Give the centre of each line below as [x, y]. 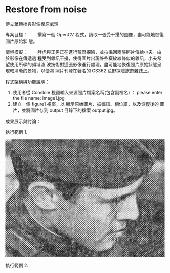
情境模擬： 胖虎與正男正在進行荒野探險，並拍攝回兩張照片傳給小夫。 [81, 52]
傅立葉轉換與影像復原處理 [32, 24]
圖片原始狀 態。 [22, 41]
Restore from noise [46, 9]
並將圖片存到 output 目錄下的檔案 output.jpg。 [70, 110]
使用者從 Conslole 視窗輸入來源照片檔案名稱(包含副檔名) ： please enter [88, 92]
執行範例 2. [17, 265]
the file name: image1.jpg [38, 98]
